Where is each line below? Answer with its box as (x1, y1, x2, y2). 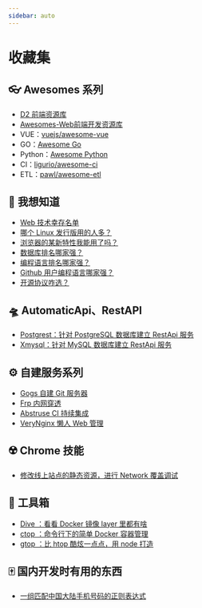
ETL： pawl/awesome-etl (19, 169, 101, 179)
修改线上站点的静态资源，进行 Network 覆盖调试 (19, 470, 178, 480)
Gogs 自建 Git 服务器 (19, 389, 88, 398)
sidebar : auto (8, 11, 56, 20)
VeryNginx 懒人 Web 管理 (19, 418, 104, 429)
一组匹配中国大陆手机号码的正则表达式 (19, 590, 146, 601)
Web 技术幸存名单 (19, 218, 80, 227)
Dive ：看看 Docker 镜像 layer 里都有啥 (19, 518, 148, 529)
